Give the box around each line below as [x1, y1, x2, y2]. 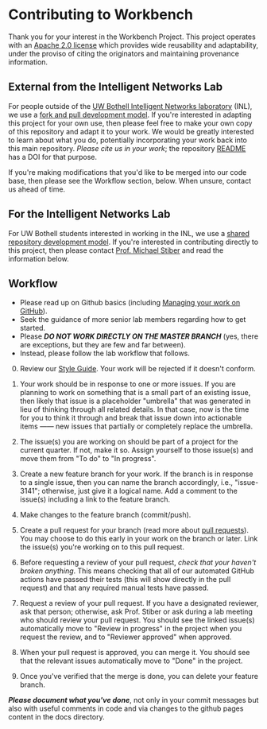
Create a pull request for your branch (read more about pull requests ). [19, 525, 249, 535]
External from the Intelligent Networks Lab [8, 80, 223, 94]
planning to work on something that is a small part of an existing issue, [19, 388, 251, 397]
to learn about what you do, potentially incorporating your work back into [8, 135, 248, 145]
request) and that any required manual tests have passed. [19, 583, 209, 593]
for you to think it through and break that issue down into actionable [19, 413, 242, 423]
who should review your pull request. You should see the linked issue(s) [19, 615, 255, 625]
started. [19, 324, 46, 333]
